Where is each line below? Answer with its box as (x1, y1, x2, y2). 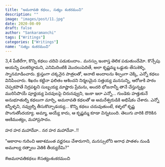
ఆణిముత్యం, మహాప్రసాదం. (5, 116, 52, 122)
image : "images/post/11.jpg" (5, 16, 65, 21)
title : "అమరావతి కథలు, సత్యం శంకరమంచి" (5, 7, 84, 12)
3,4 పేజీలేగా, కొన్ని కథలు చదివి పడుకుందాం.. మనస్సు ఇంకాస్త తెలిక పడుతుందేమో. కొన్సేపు (5, 57, 161, 63)
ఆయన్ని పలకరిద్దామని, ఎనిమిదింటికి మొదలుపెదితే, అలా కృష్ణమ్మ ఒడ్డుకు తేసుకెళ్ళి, (5, 64, 146, 70)
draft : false (5, 26, 32, 31)
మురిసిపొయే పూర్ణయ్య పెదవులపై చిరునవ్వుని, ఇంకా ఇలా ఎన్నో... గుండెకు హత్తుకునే (5, 90, 148, 96)
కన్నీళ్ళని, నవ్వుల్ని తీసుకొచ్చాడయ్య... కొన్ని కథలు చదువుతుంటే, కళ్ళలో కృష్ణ (5, 103, 135, 109)
